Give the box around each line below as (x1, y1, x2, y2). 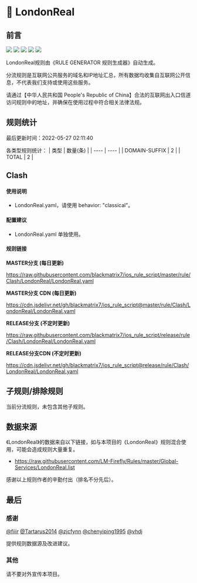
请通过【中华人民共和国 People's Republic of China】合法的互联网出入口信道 (6, 91, 191, 98)
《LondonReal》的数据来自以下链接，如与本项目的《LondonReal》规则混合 (6, 438, 182, 446)
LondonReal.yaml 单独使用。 (14, 231, 84, 238)
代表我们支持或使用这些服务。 (21, 79, 94, 86)
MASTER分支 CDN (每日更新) (6, 289, 77, 297)
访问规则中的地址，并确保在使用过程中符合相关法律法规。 (6, 99, 145, 105)
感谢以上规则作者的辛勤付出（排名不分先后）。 (6, 476, 117, 483)
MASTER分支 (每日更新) (6, 259, 64, 266)
